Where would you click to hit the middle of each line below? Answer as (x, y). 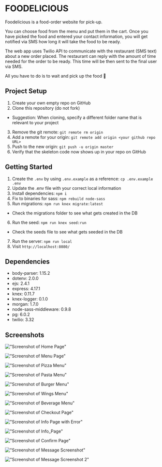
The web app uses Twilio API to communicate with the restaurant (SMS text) (81, 51)
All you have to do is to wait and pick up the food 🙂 (56, 76)
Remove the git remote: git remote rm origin (57, 132)
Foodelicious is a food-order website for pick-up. (54, 22)
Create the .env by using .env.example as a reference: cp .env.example (82, 179)
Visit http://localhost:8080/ (41, 246)
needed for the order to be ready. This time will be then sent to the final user (81, 61)
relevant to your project (35, 122)
